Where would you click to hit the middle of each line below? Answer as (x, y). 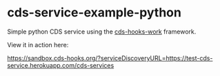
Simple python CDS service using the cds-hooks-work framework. (102, 31)
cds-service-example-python (94, 13)
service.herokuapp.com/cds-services (61, 65)
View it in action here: (38, 45)
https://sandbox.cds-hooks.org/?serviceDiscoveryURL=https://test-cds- (110, 58)
